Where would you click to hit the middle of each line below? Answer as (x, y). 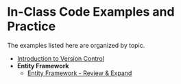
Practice (32, 26)
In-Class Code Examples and (91, 12)
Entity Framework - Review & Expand (80, 73)
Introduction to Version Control (61, 58)
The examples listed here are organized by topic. (76, 45)
